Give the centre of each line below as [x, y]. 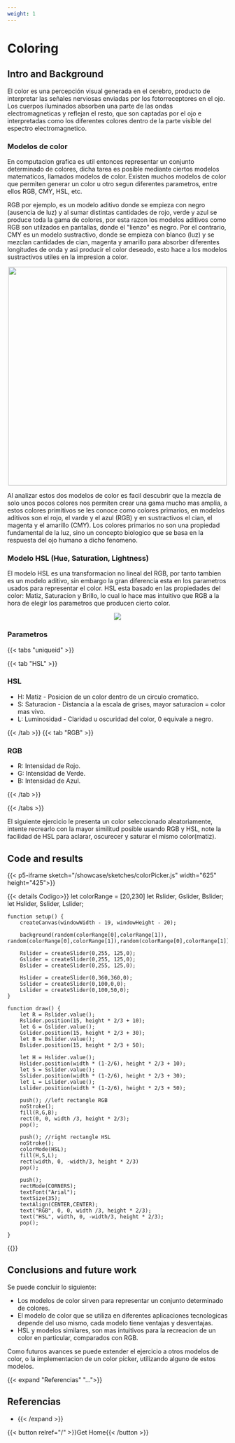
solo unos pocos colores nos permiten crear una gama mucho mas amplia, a [117, 503]
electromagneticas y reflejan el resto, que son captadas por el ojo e [104, 113]
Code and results [45, 858]
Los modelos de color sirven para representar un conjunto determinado [120, 1300]
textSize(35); [40, 1198]
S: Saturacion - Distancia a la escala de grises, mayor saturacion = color [121, 704]
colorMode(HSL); [44, 1149]
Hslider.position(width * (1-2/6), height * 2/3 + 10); [103, 1064]
